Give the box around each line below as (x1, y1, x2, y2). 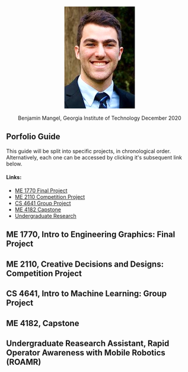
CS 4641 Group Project (14, 200, 71, 207)
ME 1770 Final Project (14, 187, 68, 194)
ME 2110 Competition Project (14, 193, 85, 201)
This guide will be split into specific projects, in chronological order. (6, 147, 171, 155)
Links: (6, 174, 22, 181)
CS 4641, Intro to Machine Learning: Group (6, 289, 167, 299)
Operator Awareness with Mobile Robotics (6, 348, 166, 358)
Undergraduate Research (14, 212, 77, 220)
